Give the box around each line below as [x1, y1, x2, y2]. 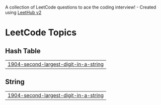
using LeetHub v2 [5, 9, 42, 15]
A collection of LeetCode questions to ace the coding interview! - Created [5, 4, 157, 10]
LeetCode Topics [5, 27, 77, 38]
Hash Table [5, 47, 41, 55]
